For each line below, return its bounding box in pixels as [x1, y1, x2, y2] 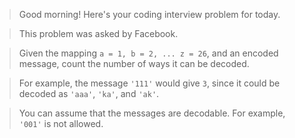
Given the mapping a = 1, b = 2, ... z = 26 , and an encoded [18, 47, 279, 59]
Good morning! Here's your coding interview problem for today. [18, 9, 281, 20]
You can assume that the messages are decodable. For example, [18, 107, 286, 119]
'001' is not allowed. [18, 118, 104, 129]
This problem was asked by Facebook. [18, 28, 179, 39]
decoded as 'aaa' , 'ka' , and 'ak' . [18, 88, 160, 99]
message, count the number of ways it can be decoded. [18, 58, 250, 69]
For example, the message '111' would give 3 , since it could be [18, 77, 281, 89]
